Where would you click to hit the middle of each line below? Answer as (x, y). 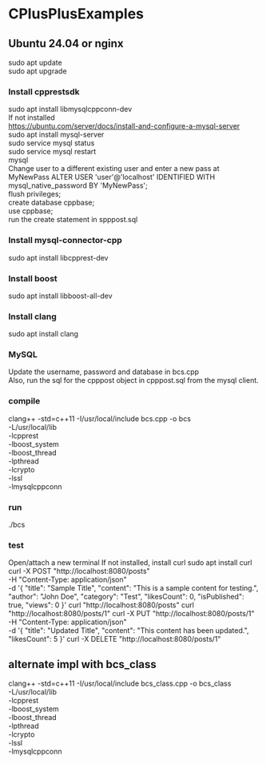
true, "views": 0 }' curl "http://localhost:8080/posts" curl (101, 605)
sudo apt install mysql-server (56, 135)
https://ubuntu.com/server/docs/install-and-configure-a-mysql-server (124, 126)
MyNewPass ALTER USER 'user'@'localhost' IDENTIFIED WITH (112, 177)
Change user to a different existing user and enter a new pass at (114, 169)
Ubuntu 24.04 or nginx (66, 44)
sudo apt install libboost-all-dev (61, 296)
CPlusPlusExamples (76, 14)
